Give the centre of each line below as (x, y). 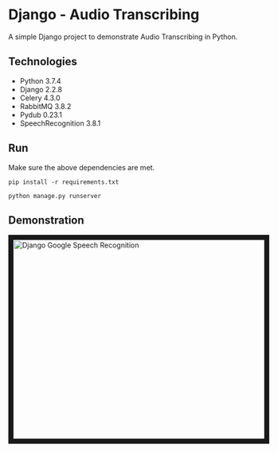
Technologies (43, 62)
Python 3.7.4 (40, 80)
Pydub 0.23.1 (41, 115)
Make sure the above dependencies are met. (82, 167)
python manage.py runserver (55, 196)
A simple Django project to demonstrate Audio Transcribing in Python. (123, 37)
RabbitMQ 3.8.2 (45, 106)
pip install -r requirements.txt (64, 182)
